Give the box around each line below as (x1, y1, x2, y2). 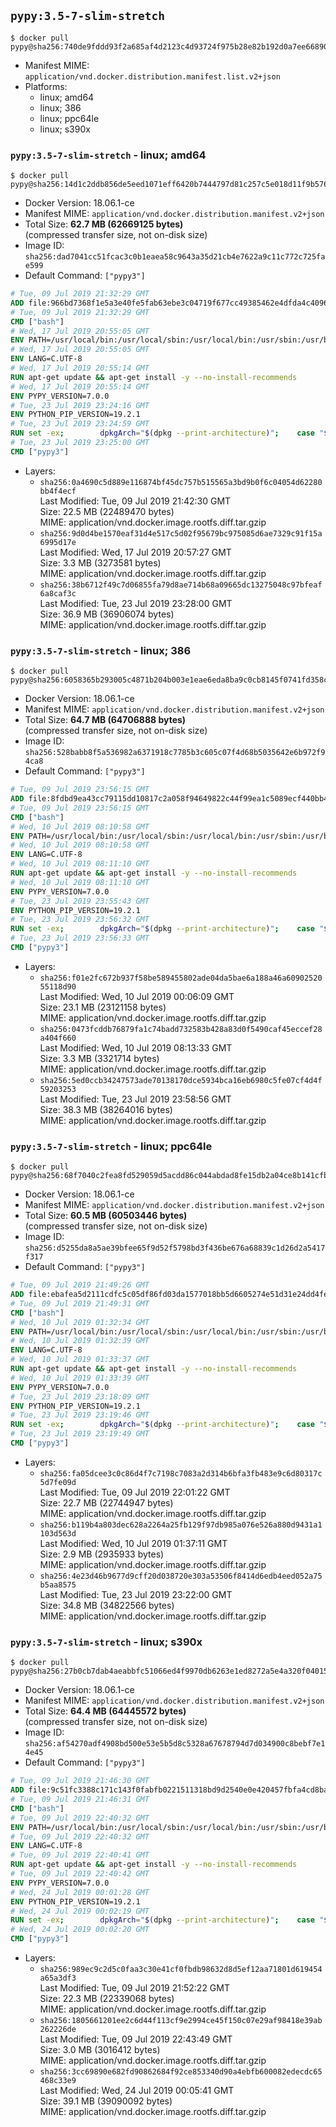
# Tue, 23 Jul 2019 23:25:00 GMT (10, 438, 150, 448)
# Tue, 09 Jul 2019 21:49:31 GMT (10, 1298, 150, 1309)
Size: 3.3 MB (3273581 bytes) (39, 556, 162, 569)
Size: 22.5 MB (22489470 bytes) (39, 505, 175, 517)
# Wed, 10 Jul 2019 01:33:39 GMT (10, 1373, 150, 1383)
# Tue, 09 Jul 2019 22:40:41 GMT (10, 1850, 150, 1860)
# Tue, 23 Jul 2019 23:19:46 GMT (10, 1410, 150, 1420)
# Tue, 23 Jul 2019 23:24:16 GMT (10, 400, 150, 410)
